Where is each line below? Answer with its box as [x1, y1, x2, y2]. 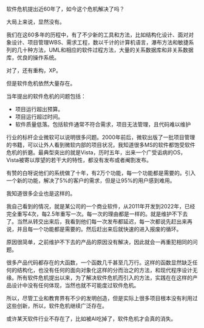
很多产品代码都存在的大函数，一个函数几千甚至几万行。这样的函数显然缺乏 [6, 259, 192, 266]
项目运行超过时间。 [15, 113, 64, 120]
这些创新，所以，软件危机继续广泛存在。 [6, 302, 107, 309]
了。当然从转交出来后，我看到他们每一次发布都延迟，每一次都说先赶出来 [6, 218, 187, 225]
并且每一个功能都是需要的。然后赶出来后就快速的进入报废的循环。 [16, 225, 182, 233]
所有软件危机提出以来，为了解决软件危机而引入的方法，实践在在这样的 [16, 274, 192, 281]
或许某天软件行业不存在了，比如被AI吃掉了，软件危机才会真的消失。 [6, 315, 177, 322]
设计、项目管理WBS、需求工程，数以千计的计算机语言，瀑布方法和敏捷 [11, 39, 189, 46]
